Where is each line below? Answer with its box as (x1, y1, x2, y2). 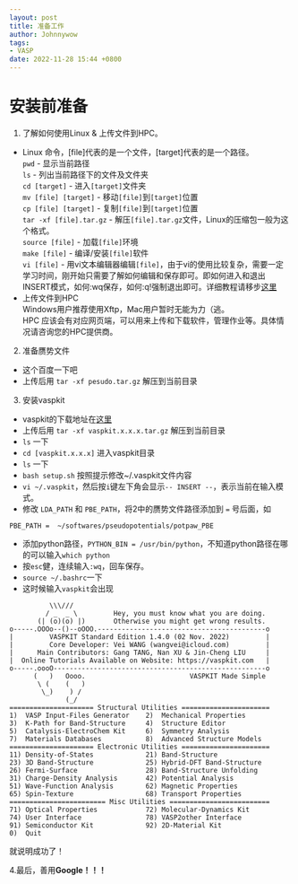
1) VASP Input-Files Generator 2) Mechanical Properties (9, 711, 246, 720)
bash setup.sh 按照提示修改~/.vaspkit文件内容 (21, 469, 192, 480)
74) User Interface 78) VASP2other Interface (9, 813, 243, 822)
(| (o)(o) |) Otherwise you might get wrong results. (37, 617, 267, 626)
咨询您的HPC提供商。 (38, 326, 118, 337)
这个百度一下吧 (21, 364, 78, 375)
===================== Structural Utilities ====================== (9, 703, 270, 712)
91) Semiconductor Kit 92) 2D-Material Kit (9, 820, 222, 830)
